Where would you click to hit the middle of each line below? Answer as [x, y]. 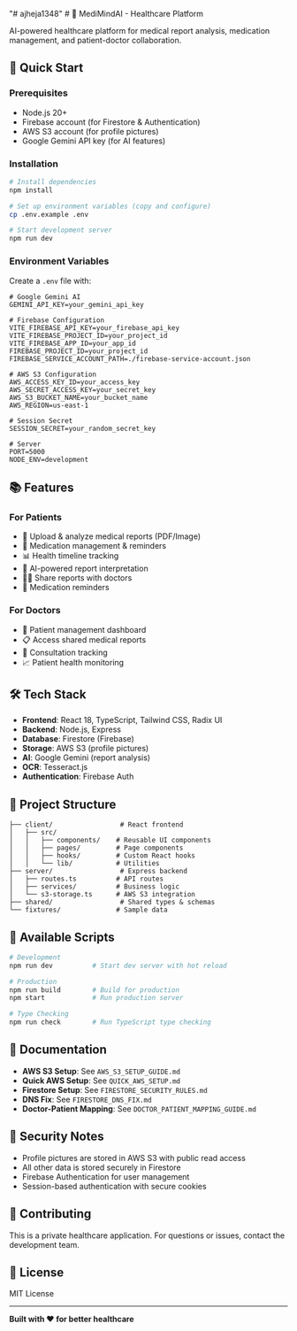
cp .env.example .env [49, 214]
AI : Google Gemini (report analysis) [86, 758]
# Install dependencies [53, 181]
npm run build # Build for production [94, 990]
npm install [31, 190]
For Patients [35, 517]
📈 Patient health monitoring [73, 662]
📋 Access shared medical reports [84, 639]
